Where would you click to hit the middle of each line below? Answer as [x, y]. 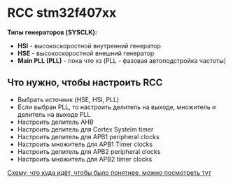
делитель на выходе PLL [54, 114]
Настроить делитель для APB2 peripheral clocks [89, 151]
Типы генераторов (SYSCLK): [52, 32]
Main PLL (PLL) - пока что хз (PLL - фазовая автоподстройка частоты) [121, 60]
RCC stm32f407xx [62, 13]
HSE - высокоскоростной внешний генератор [86, 53]
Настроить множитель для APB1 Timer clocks [85, 144]
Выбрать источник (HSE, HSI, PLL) [68, 99]
